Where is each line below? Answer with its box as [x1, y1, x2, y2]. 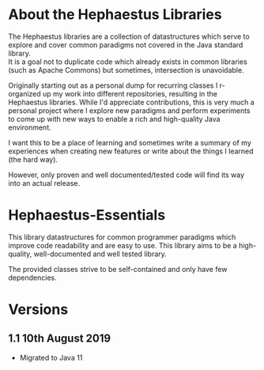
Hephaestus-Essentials [8, 206, 166, 225]
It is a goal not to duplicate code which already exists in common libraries [8, 57, 247, 66]
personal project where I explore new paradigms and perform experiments [8, 105, 251, 115]
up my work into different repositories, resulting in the [42, 89, 218, 98]
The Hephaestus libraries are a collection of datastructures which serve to [8, 32, 251, 41]
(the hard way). [8, 154, 58, 164]
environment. [8, 123, 51, 132]
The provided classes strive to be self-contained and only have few [8, 264, 228, 274]
